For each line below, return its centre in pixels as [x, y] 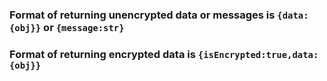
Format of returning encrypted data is [102, 54]
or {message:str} [84, 27]
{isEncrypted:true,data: [258, 54]
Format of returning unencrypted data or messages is [142, 15]
